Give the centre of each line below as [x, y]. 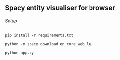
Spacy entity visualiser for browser [60, 8]
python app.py [20, 53]
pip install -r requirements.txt [39, 35]
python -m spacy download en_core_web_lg [48, 44]
